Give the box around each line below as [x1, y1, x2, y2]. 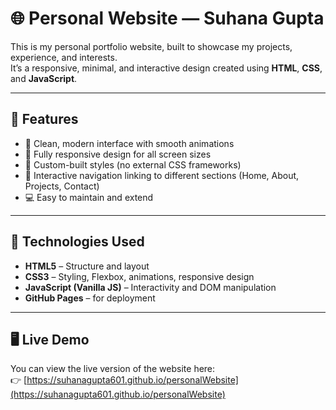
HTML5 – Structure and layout [24, 260, 150, 272]
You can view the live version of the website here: [10, 363, 216, 375]
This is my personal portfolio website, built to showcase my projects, [10, 40, 293, 52]
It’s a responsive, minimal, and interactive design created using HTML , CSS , [10, 62, 323, 74]
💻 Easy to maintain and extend [24, 191, 154, 203]
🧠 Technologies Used [10, 233, 145, 251]
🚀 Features [10, 111, 79, 128]
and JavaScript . [10, 72, 78, 84]
